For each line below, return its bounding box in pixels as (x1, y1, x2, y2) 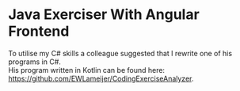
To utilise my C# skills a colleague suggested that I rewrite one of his (8, 48, 232, 58)
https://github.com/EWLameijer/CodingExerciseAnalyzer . (8, 74, 194, 83)
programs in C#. (8, 57, 62, 66)
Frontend (8, 22, 70, 40)
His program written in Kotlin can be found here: (8, 65, 165, 74)
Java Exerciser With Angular (8, 6, 200, 24)
